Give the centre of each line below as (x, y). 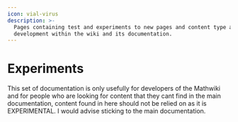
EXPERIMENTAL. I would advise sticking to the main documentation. (107, 111)
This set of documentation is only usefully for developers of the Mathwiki (114, 89)
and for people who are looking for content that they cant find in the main (114, 96)
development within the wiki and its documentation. (93, 34)
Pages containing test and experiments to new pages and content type (120, 27)
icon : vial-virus (33, 14)
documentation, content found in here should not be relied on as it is (107, 104)
